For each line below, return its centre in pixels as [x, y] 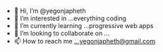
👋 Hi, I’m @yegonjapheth [50, 11]
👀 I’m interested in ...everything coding [70, 18]
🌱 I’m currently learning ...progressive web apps [84, 26]
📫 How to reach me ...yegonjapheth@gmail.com [85, 41]
